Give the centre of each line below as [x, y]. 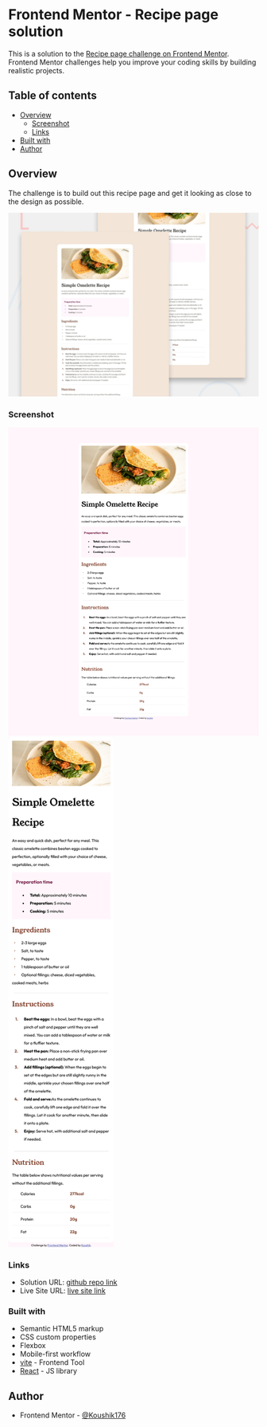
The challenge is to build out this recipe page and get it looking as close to [130, 193]
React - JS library [48, 1371]
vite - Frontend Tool [52, 1362]
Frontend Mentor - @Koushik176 [73, 1415]
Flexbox [33, 1346]
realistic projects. [37, 70]
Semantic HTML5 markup [62, 1329]
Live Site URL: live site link [62, 1291]
